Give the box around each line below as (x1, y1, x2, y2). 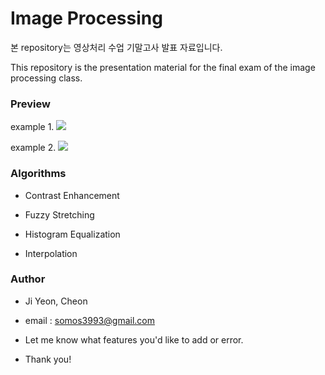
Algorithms (10, 167, 67, 181)
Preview (10, 97, 51, 111)
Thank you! (24, 353, 72, 365)
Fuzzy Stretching (24, 208, 95, 221)
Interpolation (24, 247, 78, 259)
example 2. (10, 142, 57, 154)
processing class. (10, 72, 83, 84)
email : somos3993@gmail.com (24, 314, 155, 326)
